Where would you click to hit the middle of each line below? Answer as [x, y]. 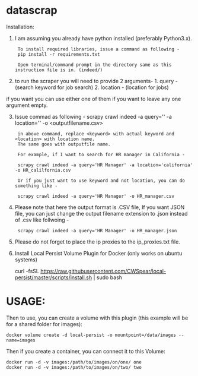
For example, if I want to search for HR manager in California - [101, 154]
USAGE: [26, 301]
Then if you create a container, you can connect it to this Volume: [86, 351]
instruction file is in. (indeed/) [59, 70]
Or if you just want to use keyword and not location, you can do [101, 181]
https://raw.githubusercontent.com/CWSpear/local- [103, 271]
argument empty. [27, 105]
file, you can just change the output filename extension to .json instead [101, 213]
